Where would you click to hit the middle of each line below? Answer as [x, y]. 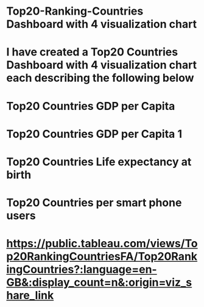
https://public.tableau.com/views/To [102, 244]
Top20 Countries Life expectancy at [99, 161]
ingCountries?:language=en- [82, 269]
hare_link [30, 296]
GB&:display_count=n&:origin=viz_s [99, 283]
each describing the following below [100, 78]
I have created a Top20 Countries [92, 52]
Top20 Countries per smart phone [94, 203]
